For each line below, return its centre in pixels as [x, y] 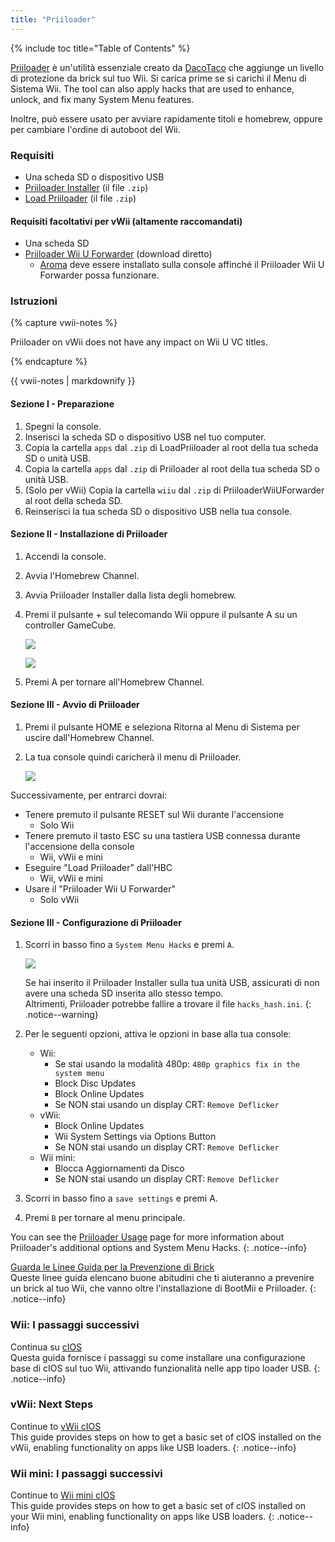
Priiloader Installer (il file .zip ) [86, 187]
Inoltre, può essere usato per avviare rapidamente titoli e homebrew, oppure [166, 118]
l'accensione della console [79, 847]
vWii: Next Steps [52, 1404]
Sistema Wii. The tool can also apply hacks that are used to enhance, [152, 88]
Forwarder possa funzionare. [99, 275]
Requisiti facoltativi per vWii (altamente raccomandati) [126, 221]
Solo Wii [57, 825]
